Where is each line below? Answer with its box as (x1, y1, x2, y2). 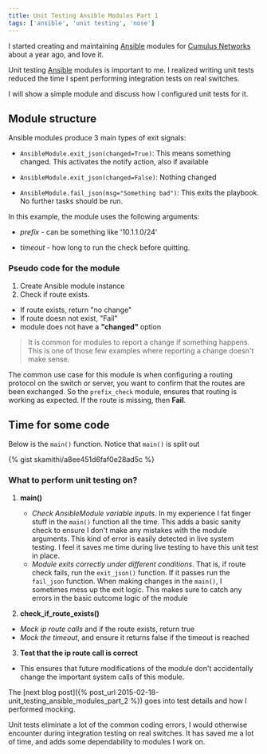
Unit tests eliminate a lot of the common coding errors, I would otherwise (8, 720, 248, 729)
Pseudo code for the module (8, 263, 120, 274)
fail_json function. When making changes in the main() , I (31, 576, 222, 586)
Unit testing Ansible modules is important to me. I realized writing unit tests (8, 65, 255, 74)
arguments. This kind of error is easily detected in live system (31, 534, 234, 543)
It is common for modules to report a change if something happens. (27, 337, 250, 347)
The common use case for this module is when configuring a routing (8, 369, 233, 379)
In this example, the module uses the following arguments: (8, 212, 200, 222)
